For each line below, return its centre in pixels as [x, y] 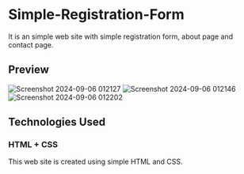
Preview [29, 70]
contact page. [31, 44]
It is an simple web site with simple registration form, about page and [121, 36]
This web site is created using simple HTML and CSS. [96, 162]
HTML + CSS [33, 145]
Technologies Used [57, 122]
